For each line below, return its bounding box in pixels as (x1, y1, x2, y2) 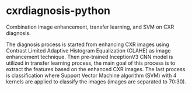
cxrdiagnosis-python (6, 4, 111, 17)
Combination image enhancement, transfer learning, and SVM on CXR (6, 23, 174, 30)
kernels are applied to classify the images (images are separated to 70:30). (6, 78, 187, 85)
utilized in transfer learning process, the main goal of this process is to (6, 60, 176, 66)
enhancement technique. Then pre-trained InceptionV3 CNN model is (6, 53, 173, 60)
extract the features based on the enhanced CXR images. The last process (6, 65, 186, 72)
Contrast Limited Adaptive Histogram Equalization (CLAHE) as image (6, 47, 171, 54)
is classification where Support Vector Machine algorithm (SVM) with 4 (6, 72, 177, 79)
